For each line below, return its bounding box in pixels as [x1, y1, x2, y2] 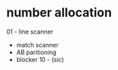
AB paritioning [16, 48, 57, 56]
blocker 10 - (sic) [16, 55, 64, 63]
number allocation [6, 5, 112, 21]
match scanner [16, 40, 59, 49]
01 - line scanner [6, 27, 54, 36]
